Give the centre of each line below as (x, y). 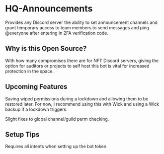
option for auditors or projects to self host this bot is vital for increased (78, 66)
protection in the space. (29, 71)
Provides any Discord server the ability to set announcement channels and (82, 22)
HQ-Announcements (49, 9)
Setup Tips (22, 134)
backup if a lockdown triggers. (37, 109)
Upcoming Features (36, 87)
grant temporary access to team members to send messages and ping (77, 27)
